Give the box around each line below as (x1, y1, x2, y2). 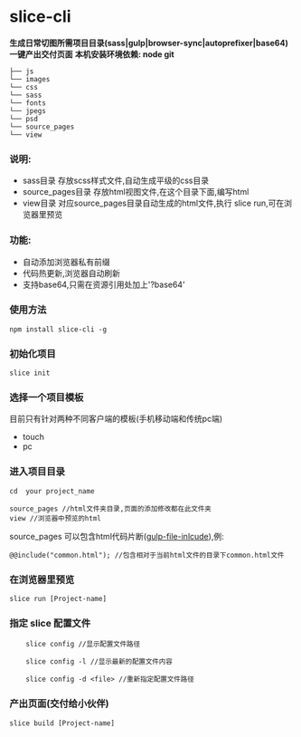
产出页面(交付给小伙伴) (9, 697, 109, 710)
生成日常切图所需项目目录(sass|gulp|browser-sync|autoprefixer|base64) (9, 37, 289, 48)
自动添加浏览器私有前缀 (22, 256, 110, 267)
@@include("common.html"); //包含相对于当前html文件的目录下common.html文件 (9, 550, 285, 560)
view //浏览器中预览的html (9, 513, 101, 522)
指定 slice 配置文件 (9, 617, 91, 629)
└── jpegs (9, 106, 47, 115)
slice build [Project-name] (9, 718, 116, 728)
